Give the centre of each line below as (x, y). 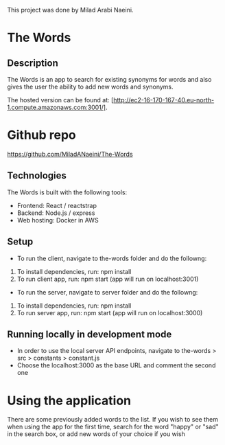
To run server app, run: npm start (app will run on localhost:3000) (110, 312)
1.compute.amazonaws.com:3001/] (57, 107)
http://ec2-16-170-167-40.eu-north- (164, 100)
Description (33, 63)
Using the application (69, 400)
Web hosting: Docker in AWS (58, 220)
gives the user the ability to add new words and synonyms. (90, 87)
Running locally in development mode (90, 334)
